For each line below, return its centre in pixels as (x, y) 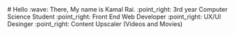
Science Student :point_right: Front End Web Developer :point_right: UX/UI (114, 16)
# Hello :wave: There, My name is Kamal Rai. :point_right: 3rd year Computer (117, 9)
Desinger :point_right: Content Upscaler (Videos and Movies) (95, 24)
